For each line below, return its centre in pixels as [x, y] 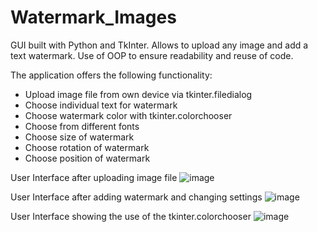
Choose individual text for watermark [101, 105]
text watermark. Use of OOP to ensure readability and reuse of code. [152, 55]
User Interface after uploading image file [94, 177]
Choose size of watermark [79, 137]
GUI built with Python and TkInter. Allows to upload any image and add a [159, 45]
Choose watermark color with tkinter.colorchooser [128, 115]
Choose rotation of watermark [87, 147]
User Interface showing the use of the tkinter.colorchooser [131, 216]
